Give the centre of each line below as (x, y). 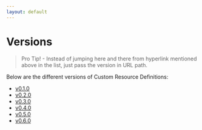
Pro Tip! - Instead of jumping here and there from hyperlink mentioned (109, 59)
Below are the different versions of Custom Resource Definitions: (87, 77)
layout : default (27, 12)
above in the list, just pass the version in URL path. (84, 65)
